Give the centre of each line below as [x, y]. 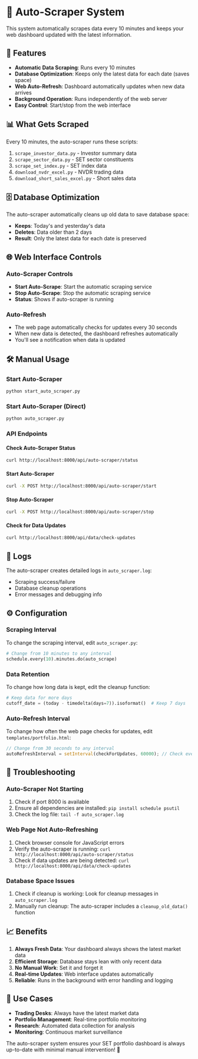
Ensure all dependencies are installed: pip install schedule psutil [97, 808]
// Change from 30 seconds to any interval [60, 748]
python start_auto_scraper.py [43, 391]
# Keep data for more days [39, 698]
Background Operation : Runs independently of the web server [91, 99]
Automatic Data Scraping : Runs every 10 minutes [75, 67]
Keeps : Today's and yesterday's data [60, 226]
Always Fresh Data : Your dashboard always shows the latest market [98, 949]
